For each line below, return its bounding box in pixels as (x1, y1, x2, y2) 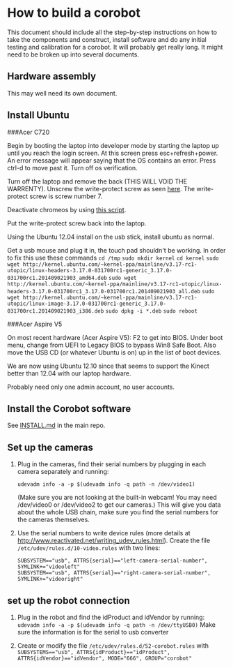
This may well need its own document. (7, 89, 118, 97)
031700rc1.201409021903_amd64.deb (7, 274, 108, 281)
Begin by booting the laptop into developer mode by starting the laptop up (7, 141, 219, 149)
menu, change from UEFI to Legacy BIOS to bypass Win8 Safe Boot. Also (7, 341, 217, 349)
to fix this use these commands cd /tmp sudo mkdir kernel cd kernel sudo (7, 253, 219, 262)
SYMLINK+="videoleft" (17, 563, 80, 570)
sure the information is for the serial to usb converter (17, 628, 169, 636)
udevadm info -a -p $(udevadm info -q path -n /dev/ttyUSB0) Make (17, 621, 216, 629)
